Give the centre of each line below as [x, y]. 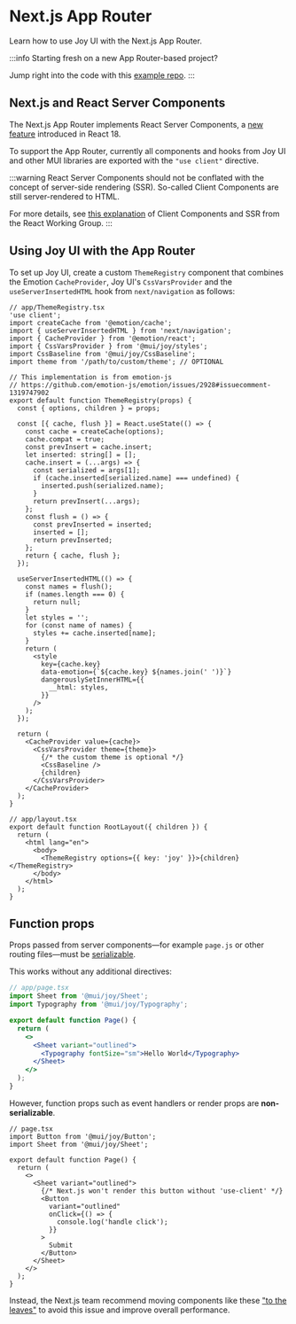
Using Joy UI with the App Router [102, 251]
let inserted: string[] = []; [81, 455]
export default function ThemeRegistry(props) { [101, 401]
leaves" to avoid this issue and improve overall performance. [120, 1310]
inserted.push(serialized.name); [103, 486]
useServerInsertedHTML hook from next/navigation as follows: [122, 291]
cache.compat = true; [65, 439]
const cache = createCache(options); [95, 432]
